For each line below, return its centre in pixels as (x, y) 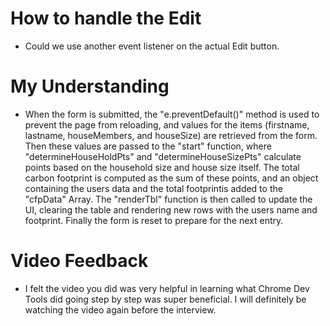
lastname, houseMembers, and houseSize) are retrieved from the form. (171, 135)
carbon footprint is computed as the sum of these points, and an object (171, 178)
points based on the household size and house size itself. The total (162, 167)
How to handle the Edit (106, 18)
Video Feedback (79, 261)
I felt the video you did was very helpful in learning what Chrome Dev (167, 288)
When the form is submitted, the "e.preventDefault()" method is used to (172, 114)
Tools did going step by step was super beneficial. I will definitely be (165, 299)
